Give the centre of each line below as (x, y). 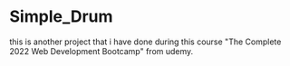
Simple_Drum (61, 17)
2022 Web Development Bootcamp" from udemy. (101, 51)
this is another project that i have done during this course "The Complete (145, 42)
